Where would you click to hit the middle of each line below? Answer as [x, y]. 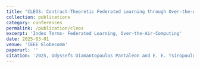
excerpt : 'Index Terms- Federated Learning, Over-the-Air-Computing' [94, 34]
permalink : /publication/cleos [45, 28]
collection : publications [38, 17]
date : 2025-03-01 [28, 39]
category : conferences [34, 22]
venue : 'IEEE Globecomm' [37, 45]
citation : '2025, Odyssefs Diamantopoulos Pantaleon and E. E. [86, 56]
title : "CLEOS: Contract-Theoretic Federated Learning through [86, 12]
